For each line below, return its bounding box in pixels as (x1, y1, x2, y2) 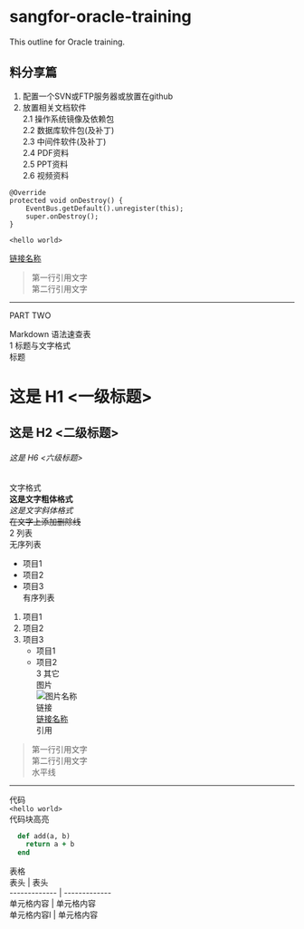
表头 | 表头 (9, 877, 49, 888)
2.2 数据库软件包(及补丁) (22, 124, 115, 135)
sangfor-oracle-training (9, 6, 192, 27)
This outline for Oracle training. (9, 36, 125, 47)
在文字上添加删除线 (9, 516, 81, 527)
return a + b (25, 840, 75, 849)
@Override (9, 188, 47, 197)
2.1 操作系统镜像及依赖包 (22, 113, 115, 124)
